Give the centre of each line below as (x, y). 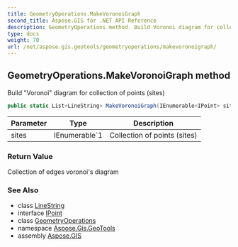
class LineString (41, 206)
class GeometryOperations (57, 221)
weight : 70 (23, 40)
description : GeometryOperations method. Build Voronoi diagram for (110, 27)
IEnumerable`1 (78, 135)
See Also (23, 190)
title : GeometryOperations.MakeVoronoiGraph (74, 14)
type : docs (23, 34)
